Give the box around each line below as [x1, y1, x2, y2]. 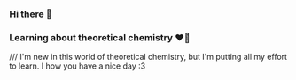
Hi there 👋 [9, 8, 53, 20]
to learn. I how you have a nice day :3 [9, 61, 146, 71]
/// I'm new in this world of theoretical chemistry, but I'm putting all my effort [9, 52, 288, 62]
